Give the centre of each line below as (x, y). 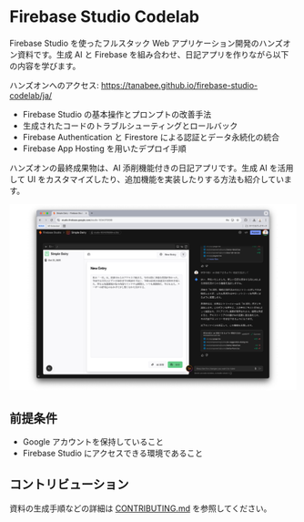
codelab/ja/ (31, 95)
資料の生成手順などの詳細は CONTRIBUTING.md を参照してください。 (141, 508)
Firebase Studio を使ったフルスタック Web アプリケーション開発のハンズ (147, 43)
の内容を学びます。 (45, 66)
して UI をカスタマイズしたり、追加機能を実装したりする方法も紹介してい (147, 179)
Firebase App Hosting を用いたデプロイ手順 (104, 148)
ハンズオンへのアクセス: (55, 85)
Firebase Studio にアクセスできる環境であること (112, 454)
